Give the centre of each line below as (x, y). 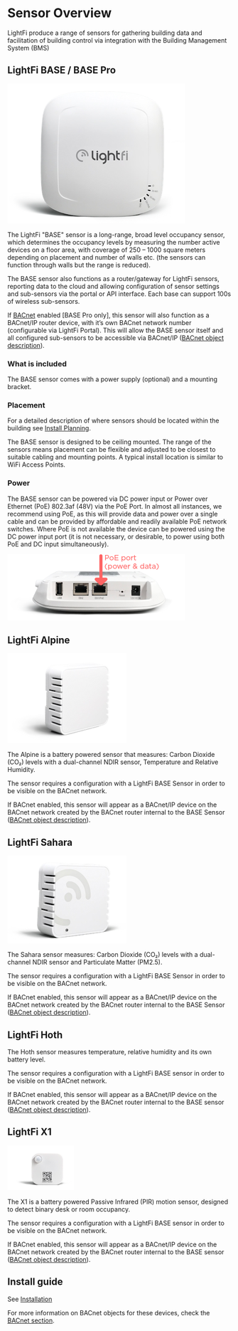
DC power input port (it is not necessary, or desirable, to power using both (116, 536)
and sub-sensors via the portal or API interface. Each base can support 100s (119, 294)
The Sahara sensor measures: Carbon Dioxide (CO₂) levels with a (103, 955)
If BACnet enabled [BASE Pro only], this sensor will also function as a (108, 315)
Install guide (35, 1282)
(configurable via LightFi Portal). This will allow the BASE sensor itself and (115, 330)
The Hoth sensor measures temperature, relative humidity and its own (109, 1052)
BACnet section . (31, 1320)
